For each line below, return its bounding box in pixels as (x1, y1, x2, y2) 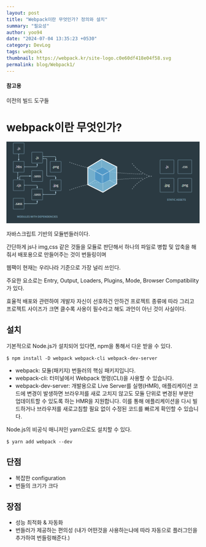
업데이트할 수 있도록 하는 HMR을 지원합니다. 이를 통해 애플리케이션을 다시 (15, 397, 191, 404)
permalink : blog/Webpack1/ (6, 61, 75, 67)
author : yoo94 (6, 29, 43, 36)
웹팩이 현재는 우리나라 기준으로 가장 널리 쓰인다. (6, 263, 121, 271)
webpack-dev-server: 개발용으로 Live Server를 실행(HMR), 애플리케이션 (15, 382, 192, 389)
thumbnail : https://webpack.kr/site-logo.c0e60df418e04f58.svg (6, 55, 172, 61)
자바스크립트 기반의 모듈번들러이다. (6, 230, 90, 237)
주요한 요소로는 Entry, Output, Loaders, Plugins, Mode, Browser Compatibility (6, 276, 199, 284)
